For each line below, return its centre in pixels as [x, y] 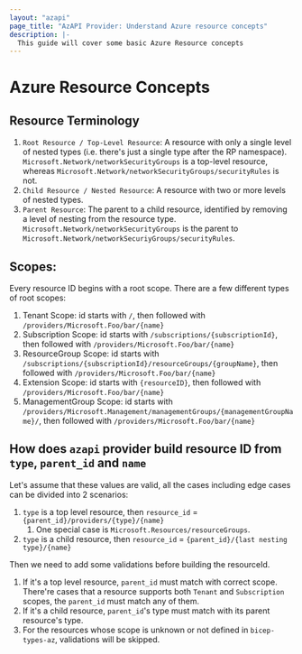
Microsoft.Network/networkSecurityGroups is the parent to [130, 229]
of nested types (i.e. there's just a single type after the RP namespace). [155, 152]
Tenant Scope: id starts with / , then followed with [114, 316]
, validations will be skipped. [108, 639]
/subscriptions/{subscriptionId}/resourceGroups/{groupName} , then [150, 364]
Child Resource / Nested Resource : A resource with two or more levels [154, 190]
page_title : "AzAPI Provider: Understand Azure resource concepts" [139, 26]
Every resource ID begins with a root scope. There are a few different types [150, 289]
